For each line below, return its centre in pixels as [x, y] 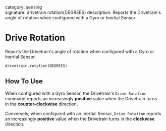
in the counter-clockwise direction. [42, 104]
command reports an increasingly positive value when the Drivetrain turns [81, 98]
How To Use [24, 81]
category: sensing [24, 7]
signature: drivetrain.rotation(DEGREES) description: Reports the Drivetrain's [83, 12]
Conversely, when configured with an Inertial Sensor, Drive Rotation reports [83, 113]
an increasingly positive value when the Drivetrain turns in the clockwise [80, 119]
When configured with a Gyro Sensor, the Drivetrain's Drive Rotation [76, 93]
